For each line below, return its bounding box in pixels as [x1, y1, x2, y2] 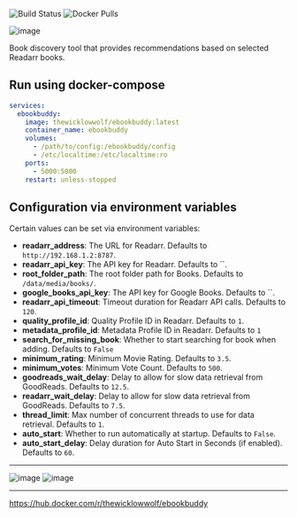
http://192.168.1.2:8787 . [21, 250, 117, 260]
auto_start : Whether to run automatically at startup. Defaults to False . [21, 428, 277, 439]
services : [9, 101, 46, 110]
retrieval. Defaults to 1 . [21, 419, 105, 429]
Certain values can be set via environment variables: [9, 223, 201, 234]
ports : [25, 158, 49, 167]
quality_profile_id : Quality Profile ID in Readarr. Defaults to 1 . [21, 315, 245, 327]
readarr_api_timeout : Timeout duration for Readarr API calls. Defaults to [21, 297, 286, 307]
